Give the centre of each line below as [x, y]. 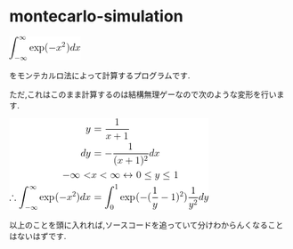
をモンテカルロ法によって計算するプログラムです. [100, 75]
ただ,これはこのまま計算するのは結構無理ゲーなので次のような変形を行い [143, 94]
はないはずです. [38, 236]
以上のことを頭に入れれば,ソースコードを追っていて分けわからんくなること [146, 225]
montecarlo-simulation [97, 16]
